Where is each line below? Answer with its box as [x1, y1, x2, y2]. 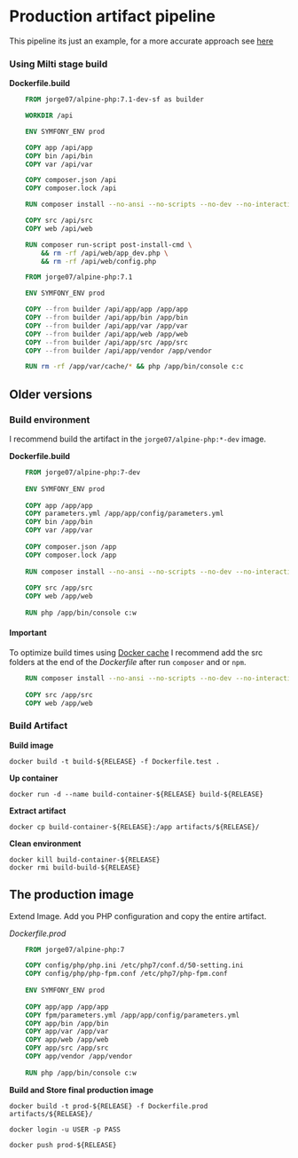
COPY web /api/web [25, 224, 93, 233]
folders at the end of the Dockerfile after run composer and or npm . [9, 657, 247, 667]
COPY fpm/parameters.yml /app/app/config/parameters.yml [25, 1011, 240, 1019]
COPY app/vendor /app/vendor [25, 1052, 133, 1061]
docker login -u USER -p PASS [9, 1125, 122, 1134]
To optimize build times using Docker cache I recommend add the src [9, 647, 263, 658]
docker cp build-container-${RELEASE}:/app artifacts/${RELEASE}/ [9, 822, 260, 831]
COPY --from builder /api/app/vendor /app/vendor [25, 346, 213, 355]
